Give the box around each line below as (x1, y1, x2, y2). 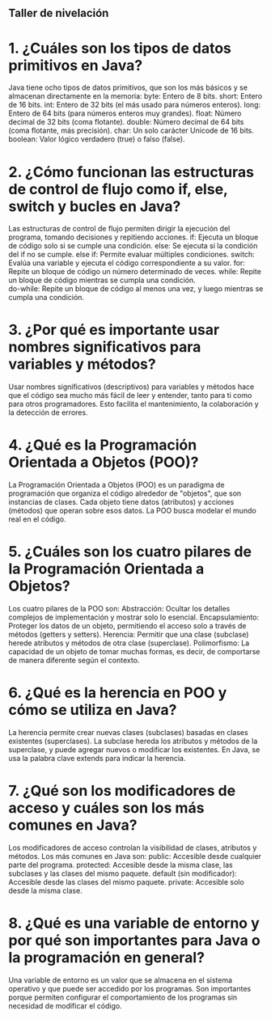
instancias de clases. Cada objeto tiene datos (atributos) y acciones (8, 497, 235, 507)
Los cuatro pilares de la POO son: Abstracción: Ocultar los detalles (8, 604, 231, 614)
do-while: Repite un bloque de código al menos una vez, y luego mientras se (8, 284, 264, 294)
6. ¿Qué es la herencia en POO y (8, 683, 227, 702)
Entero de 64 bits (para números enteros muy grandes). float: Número (8, 108, 242, 118)
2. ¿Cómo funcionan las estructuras (8, 163, 255, 181)
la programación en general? (8, 949, 205, 967)
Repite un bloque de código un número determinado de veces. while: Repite (8, 267, 261, 277)
